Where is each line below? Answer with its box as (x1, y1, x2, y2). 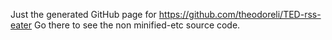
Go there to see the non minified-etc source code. (33, 19, 241, 31)
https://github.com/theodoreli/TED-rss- (158, 9, 322, 20)
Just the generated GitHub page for (10, 9, 157, 20)
